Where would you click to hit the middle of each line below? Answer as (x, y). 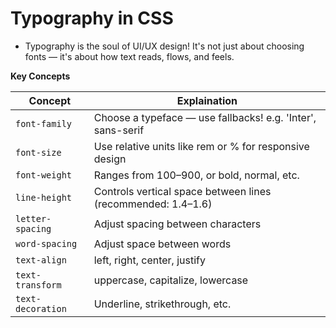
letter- (33, 218)
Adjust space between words (162, 244)
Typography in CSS (92, 18)
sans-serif (119, 130)
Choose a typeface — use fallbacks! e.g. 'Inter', (205, 117)
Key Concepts (40, 76)
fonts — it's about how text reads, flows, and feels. (129, 56)
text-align (41, 260)
